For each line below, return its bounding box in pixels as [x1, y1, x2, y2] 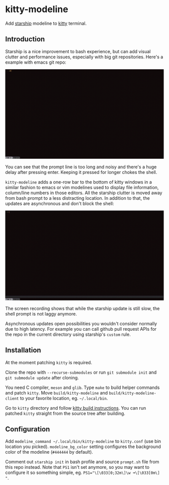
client [5, 396, 19, 401]
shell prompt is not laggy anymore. [5, 311, 77, 317]
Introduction [5, 35, 45, 43]
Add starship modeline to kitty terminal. [5, 20, 87, 26]
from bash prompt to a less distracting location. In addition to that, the [5, 195, 150, 201]
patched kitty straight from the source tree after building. [5, 410, 126, 416]
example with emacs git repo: [5, 59, 66, 65]
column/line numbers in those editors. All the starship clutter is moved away [5, 190, 162, 196]
